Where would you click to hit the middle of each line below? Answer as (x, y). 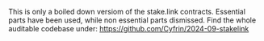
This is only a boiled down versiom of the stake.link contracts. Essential (127, 12)
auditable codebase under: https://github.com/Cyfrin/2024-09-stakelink (129, 29)
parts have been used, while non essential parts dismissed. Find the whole (132, 20)
